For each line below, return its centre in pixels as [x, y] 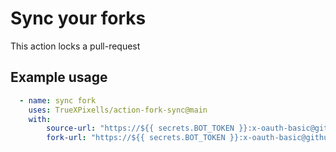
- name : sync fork [58, 100]
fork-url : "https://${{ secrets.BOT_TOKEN [136, 138]
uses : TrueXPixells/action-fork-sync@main [118, 110]
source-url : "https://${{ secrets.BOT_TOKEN [140, 128]
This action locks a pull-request [75, 46]
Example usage [59, 77]
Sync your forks [78, 18]
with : [40, 119]
